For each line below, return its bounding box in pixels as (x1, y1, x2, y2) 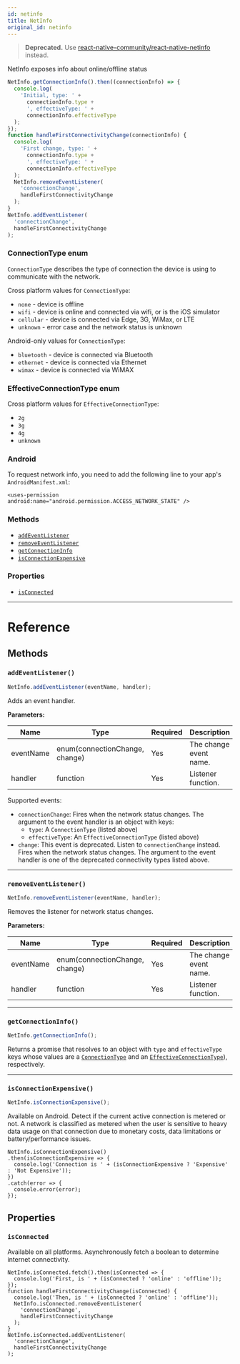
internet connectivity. (7, 1255, 70, 1263)
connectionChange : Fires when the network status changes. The (17, 810, 204, 818)
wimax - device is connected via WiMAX (17, 365, 134, 374)
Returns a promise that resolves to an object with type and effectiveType (7, 1045, 223, 1053)
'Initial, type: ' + (20, 92, 81, 99)
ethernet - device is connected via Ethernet (17, 358, 147, 367)
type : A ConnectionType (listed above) (28, 825, 138, 833)
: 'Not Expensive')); (7, 1168, 72, 1175)
